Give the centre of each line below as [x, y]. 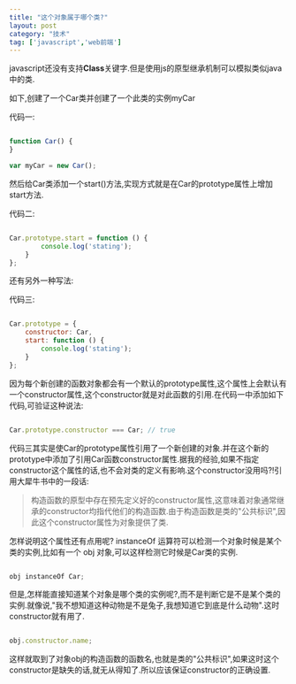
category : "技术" [40, 34]
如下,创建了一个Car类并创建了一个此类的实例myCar [102, 98]
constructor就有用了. [47, 617]
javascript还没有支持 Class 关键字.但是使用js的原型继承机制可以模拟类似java [146, 68]
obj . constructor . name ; [51, 641]
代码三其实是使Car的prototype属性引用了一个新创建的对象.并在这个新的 [139, 448]
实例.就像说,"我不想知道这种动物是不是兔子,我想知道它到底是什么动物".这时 [144, 605]
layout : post [33, 26]
